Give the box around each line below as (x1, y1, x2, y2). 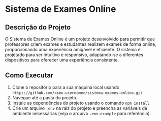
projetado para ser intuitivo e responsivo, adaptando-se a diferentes (5, 52, 144, 58)
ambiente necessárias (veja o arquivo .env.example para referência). (12, 110, 151, 116)
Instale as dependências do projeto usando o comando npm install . (12, 100, 151, 106)
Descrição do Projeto (5, 23, 71, 31)
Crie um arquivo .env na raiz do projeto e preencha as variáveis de (12, 105, 148, 111)
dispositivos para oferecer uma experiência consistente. (5, 57, 119, 62)
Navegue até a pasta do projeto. (12, 94, 78, 100)
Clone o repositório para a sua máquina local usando (12, 84, 120, 90)
